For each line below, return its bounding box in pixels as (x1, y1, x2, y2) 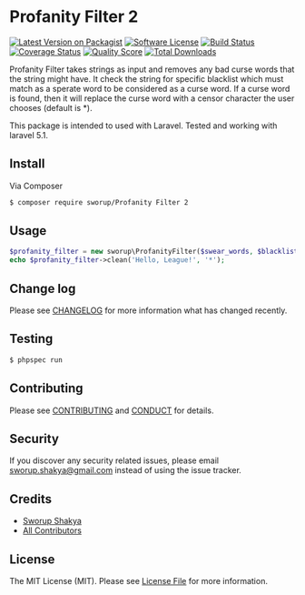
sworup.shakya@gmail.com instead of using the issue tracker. (9, 465, 242, 476)
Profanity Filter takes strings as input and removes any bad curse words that (9, 64, 295, 75)
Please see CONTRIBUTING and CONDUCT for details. (9, 405, 214, 416)
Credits (9, 491, 53, 507)
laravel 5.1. (9, 129, 48, 140)
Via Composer (9, 180, 64, 191)
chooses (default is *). (9, 102, 93, 113)
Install (9, 156, 45, 172)
